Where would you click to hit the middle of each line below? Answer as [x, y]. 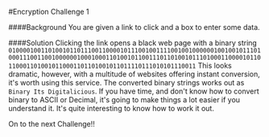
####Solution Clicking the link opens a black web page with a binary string [133, 43]
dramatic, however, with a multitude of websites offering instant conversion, [134, 74]
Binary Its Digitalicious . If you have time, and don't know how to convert [134, 91]
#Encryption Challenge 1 [49, 12]
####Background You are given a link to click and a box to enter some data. [134, 27]
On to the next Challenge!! [52, 124]
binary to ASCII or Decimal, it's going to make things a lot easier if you [124, 100]
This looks [215, 65]
